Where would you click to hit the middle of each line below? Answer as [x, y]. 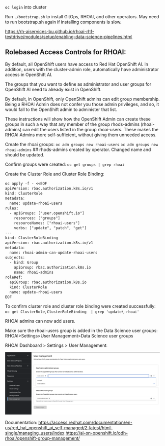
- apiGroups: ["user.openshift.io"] [47, 213]
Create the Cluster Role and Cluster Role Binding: [55, 174]
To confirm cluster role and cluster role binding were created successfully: [81, 306]
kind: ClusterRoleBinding [31, 238]
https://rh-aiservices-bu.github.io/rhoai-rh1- [50, 31]
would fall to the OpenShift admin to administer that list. [61, 109]
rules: [12, 208]
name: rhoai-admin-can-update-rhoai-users [54, 253]
